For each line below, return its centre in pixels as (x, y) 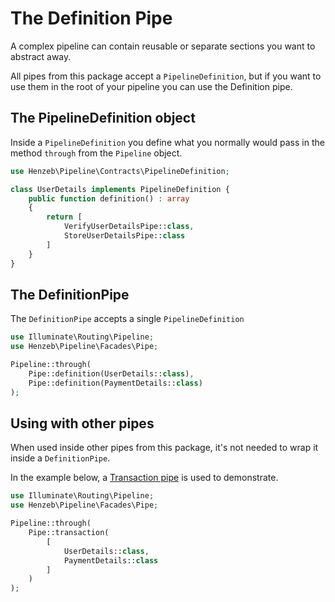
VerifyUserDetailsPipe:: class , (129, 227)
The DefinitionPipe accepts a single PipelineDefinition (127, 319)
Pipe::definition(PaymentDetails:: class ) (115, 383)
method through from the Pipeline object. (96, 153)
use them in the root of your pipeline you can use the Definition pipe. (151, 86)
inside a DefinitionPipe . (60, 458)
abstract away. (41, 56)
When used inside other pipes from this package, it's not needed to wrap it (164, 448)
